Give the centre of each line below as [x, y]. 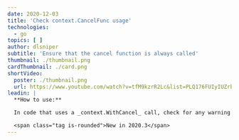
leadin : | [22, 93]
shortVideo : [25, 73]
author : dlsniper [33, 47]
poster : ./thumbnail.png [51, 80]
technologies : [28, 27]
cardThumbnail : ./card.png [47, 67]
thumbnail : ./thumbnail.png [49, 60]
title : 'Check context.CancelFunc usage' [70, 21]
